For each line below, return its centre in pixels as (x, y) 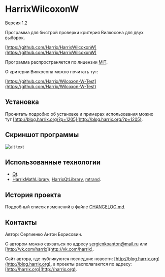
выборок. (15, 38)
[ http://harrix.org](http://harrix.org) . (41, 269)
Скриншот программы (42, 135)
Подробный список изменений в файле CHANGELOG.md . (65, 207)
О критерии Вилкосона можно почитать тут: (52, 71)
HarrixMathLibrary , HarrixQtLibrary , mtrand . (57, 180)
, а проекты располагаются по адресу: (91, 264)
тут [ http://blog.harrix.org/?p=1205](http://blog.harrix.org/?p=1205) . (74, 119)
